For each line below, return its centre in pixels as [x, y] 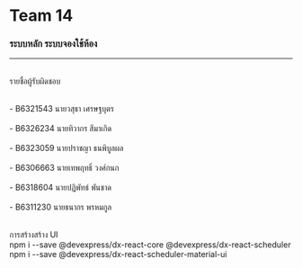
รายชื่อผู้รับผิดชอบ [35, 81]
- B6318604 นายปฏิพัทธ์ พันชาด [61, 188]
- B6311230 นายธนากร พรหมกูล [61, 207]
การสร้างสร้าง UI [34, 235]
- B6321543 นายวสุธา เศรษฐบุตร [62, 109]
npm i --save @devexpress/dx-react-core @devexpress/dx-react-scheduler [150, 245]
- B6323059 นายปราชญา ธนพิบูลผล [67, 148]
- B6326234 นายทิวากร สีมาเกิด [61, 129]
